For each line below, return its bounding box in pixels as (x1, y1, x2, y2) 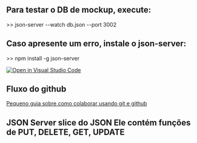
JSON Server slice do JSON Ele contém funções (6, 118, 191, 128)
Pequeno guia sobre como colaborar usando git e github (6, 100, 147, 107)
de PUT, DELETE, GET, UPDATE (6, 127, 125, 137)
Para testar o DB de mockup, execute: (6, 5, 152, 15)
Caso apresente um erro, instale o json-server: (6, 39, 187, 49)
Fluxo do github (6, 84, 67, 95)
